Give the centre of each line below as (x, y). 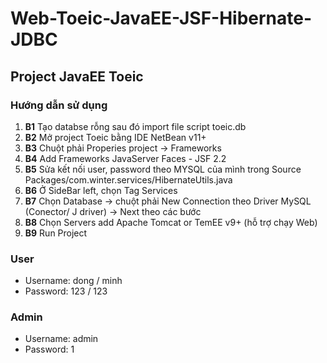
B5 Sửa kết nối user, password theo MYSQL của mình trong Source (163, 169)
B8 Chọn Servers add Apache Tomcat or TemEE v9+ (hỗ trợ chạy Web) (171, 222)
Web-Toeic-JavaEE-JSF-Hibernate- (161, 18)
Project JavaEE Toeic (77, 76)
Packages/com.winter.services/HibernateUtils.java (128, 179)
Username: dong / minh (73, 281)
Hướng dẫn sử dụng (59, 105)
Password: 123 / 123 (66, 291)
